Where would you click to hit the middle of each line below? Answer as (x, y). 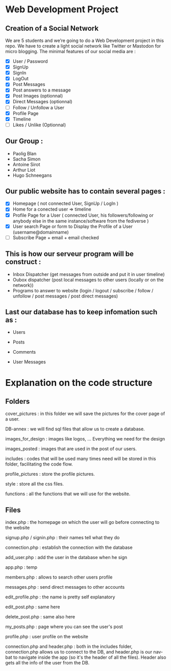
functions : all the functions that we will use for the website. (68, 494)
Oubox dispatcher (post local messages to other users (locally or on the (88, 280)
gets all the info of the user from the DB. (47, 663)
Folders (18, 401)
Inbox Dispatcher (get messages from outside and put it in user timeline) (89, 274)
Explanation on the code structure (79, 383)
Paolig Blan (25, 153)
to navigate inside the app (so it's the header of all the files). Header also (90, 657)
